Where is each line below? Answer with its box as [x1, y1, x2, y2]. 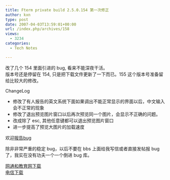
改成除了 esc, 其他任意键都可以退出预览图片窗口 [12, 117, 114, 123]
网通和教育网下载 [5, 163, 41, 169]
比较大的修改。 [9, 77, 41, 83]
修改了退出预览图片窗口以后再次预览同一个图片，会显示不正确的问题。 [12, 111, 161, 117]
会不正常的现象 [12, 104, 44, 110]
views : [5, 31, 19, 36]
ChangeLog [5, 87, 30, 94]
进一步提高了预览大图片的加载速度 [12, 124, 85, 130]
